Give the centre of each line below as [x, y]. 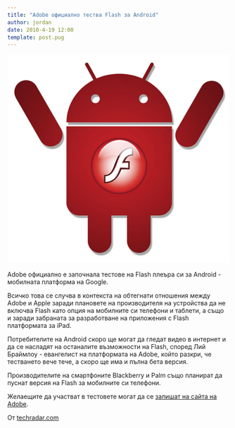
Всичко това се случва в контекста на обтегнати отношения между [109, 295]
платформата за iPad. [39, 326]
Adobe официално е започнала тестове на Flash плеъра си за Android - [114, 274]
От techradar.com [33, 418]
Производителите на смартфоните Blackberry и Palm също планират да [115, 375]
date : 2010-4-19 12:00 [40, 30]
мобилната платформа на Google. [58, 282]
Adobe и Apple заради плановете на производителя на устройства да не [116, 303]
